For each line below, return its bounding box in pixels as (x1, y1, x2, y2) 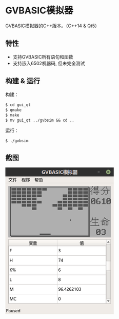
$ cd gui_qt (5, 102, 31, 107)
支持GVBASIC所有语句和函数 (12, 53, 73, 60)
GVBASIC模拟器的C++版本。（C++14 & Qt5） (5, 23, 100, 29)
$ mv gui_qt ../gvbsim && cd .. (5, 118, 74, 123)
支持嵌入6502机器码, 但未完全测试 (12, 60, 86, 66)
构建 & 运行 (5, 77, 41, 85)
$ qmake (5, 107, 22, 112)
